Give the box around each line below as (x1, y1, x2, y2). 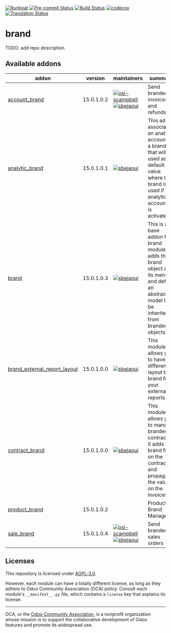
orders (147, 539, 164, 547)
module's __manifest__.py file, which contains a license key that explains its (5, 591, 166, 597)
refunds (147, 108, 166, 115)
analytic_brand (8, 164, 43, 171)
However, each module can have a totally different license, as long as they (5, 580, 161, 586)
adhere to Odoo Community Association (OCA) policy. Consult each (5, 585, 148, 592)
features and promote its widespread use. (5, 622, 93, 628)
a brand (147, 142, 166, 149)
